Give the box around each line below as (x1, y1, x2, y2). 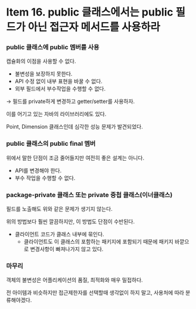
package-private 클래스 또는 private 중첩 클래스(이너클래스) (6, 191, 173, 199)
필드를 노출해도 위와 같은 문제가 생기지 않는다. (6, 205, 113, 213)
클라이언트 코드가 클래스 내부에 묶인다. (14, 230, 104, 238)
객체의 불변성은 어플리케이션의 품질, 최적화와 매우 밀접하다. (6, 276, 143, 283)
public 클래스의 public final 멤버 (6, 139, 96, 148)
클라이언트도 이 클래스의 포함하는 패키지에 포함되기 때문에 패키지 (23, 238, 174, 245)
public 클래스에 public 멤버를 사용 (6, 43, 99, 51)
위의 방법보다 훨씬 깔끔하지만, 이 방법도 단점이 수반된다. (6, 218, 135, 225)
